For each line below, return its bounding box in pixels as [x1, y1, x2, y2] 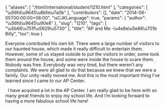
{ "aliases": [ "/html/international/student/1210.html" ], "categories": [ [5, 4, 148, 10]
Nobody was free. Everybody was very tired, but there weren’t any [5, 62, 143, 67]
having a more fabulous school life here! [5, 98, 89, 104]
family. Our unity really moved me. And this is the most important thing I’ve [5, 72, 160, 78]
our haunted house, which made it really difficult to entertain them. [5, 46, 143, 51]
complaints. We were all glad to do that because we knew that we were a [5, 67, 156, 73]
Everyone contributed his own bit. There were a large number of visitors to [5, 40, 159, 46]
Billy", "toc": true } [5, 31, 43, 36]
